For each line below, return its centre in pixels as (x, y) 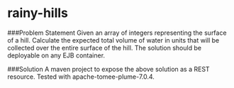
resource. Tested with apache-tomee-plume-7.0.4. (81, 77)
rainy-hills (38, 13)
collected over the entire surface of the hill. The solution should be (105, 48)
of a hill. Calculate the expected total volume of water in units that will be (113, 40)
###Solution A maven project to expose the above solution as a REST (109, 69)
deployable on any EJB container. (56, 55)
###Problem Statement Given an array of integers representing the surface (117, 33)
